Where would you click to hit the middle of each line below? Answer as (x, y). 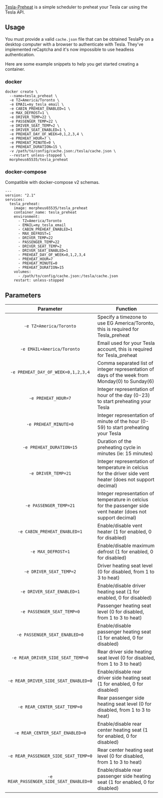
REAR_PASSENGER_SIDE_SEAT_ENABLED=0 (50, 782)
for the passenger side (123, 505)
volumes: (23, 272)
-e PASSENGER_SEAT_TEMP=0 (50, 612)
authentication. (20, 54)
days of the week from (123, 375)
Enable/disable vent (120, 526)
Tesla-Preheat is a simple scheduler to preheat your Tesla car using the (76, 7)
